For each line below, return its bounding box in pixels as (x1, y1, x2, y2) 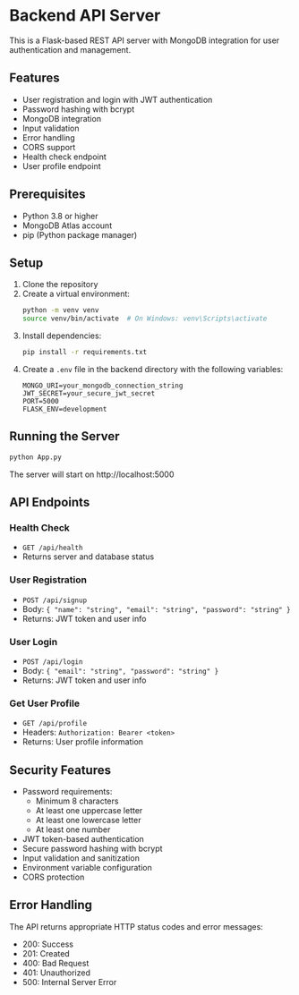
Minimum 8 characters (35, 795, 119, 806)
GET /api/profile (21, 719, 88, 728)
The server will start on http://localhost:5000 (9, 469, 175, 480)
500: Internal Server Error (21, 976, 117, 987)
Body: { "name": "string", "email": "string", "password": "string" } (21, 603, 291, 614)
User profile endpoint (21, 160, 101, 171)
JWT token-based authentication (21, 834, 145, 845)
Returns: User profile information (21, 736, 144, 747)
